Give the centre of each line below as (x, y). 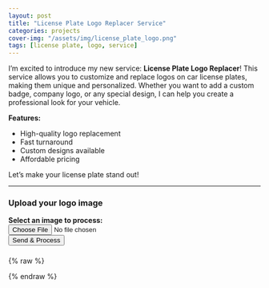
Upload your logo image (56, 203)
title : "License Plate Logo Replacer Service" (87, 23)
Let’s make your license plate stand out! (74, 175)
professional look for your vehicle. (64, 103)
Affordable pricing (50, 159)
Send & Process (36, 240)
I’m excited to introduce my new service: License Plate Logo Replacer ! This (133, 68)
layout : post (30, 16)
